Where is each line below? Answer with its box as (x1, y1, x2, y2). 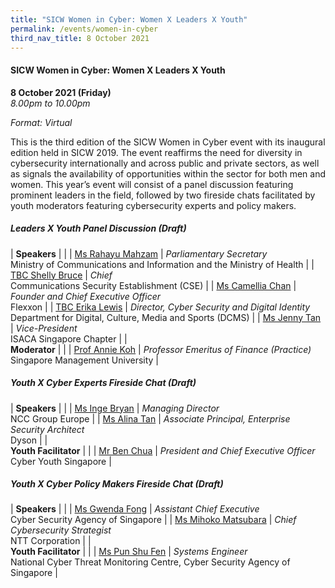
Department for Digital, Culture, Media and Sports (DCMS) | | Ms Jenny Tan (10, 311, 322, 323)
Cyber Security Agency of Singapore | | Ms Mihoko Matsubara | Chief (10, 514, 297, 526)
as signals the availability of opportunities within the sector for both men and (10, 167, 326, 180)
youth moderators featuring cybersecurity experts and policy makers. (10, 199, 297, 211)
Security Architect (10, 423, 85, 435)
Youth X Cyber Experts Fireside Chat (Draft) (10, 377, 197, 389)
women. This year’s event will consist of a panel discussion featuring (10, 178, 294, 190)
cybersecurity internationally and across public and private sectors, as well (10, 157, 320, 169)
